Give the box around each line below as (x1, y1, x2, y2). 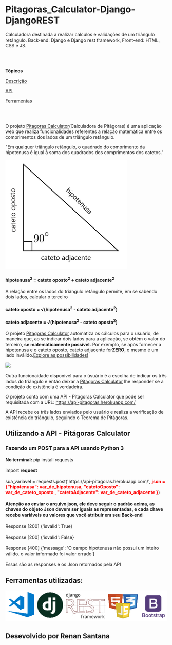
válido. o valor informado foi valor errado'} (5, 551, 95, 557)
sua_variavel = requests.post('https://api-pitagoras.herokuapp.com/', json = (5, 478, 166, 484)
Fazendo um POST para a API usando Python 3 (5, 445, 124, 452)
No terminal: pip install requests (5, 456, 73, 463)
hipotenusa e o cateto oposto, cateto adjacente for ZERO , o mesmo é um (5, 347, 158, 353)
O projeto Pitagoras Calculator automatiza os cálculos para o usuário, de (5, 330, 159, 336)
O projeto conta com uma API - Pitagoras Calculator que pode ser (5, 393, 145, 400)
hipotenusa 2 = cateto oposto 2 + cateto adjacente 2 (5, 276, 114, 283)
